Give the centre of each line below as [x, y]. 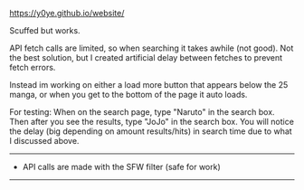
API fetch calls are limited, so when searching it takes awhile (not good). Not [152, 48]
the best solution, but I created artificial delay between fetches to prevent [146, 57]
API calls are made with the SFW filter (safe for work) [122, 167]
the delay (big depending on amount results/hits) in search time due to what [151, 131]
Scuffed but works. [45, 30]
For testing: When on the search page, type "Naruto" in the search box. [142, 112]
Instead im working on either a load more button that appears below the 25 [149, 85]
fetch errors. [33, 67]
